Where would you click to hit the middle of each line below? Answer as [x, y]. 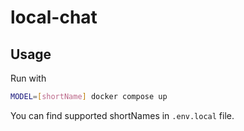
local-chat [54, 17]
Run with [28, 78]
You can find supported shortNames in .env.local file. [122, 115]
